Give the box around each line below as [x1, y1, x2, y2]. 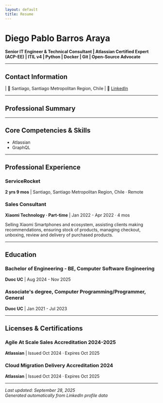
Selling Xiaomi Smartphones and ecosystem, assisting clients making [5, 221, 143, 227]
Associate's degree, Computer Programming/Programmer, [5, 288, 147, 295]
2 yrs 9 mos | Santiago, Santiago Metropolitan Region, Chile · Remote [5, 189, 144, 195]
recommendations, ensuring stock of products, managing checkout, [5, 227, 141, 232]
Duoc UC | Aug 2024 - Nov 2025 [5, 276, 71, 282]
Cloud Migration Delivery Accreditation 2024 [5, 362, 114, 369]
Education [5, 250, 37, 259]
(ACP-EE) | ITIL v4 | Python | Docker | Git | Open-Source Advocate [5, 54, 141, 60]
